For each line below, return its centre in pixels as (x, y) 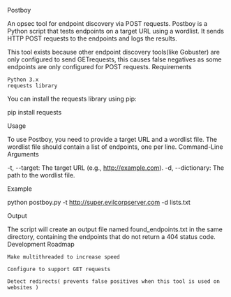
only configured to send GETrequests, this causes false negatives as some (114, 59)
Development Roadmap (41, 244)
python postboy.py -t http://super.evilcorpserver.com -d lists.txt (99, 202)
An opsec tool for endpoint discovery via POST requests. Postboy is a (107, 23)
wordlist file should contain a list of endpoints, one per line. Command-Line (115, 147)
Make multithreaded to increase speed (64, 257)
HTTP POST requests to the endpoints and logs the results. (92, 38)
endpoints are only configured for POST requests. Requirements (99, 67)
